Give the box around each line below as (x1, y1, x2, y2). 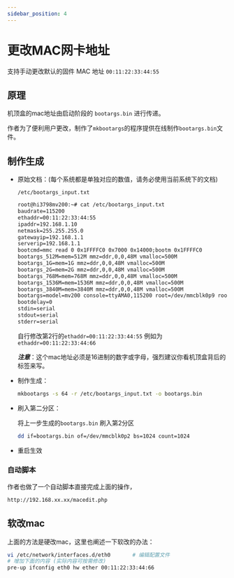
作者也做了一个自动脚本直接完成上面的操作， (7, 482, 136, 491)
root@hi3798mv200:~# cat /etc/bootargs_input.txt (17, 201, 166, 208)
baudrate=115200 (17, 208, 65, 215)
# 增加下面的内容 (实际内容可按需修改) (7, 558, 107, 565)
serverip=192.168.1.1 (17, 240, 80, 247)
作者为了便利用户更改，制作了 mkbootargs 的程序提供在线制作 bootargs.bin (7, 124, 217, 133)
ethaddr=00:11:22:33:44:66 (17, 340, 96, 347)
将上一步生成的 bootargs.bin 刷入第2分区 (17, 419, 135, 427)
